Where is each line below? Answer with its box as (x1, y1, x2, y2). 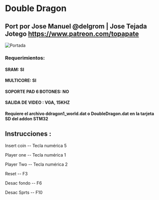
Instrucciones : (5, 130, 52, 138)
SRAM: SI (5, 66, 24, 72)
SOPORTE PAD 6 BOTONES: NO (5, 88, 69, 94)
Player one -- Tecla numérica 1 (5, 152, 66, 157)
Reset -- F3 (5, 171, 28, 176)
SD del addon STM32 (5, 115, 48, 121)
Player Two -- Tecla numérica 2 (5, 161, 68, 167)
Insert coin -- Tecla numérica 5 (5, 143, 67, 148)
